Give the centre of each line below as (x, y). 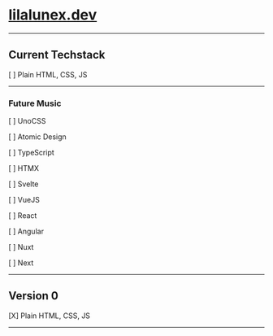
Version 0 (33, 296)
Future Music (35, 103)
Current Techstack (57, 55)
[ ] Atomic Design (37, 137)
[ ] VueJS (24, 200)
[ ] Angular (26, 231)
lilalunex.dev (53, 15)
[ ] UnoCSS (27, 121)
